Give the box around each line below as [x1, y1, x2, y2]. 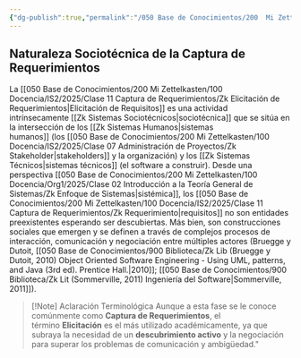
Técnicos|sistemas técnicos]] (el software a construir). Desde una [9, 160, 253, 171]
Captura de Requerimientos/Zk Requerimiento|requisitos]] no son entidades [9, 208, 289, 218]
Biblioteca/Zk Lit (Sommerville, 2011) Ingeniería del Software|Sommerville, [9, 274, 282, 285]
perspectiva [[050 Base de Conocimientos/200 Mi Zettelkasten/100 [9, 169, 258, 180]
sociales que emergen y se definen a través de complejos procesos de [9, 226, 271, 237]
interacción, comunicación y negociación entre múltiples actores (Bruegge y [9, 236, 291, 247]
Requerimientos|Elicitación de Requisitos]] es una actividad [9, 103, 228, 114]
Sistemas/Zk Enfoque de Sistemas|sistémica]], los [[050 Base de [9, 189, 249, 200]
